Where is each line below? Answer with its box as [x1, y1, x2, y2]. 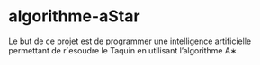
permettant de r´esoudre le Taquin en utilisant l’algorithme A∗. [8, 45, 240, 55]
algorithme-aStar [8, 6, 140, 27]
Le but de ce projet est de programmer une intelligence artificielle [8, 36, 252, 46]
